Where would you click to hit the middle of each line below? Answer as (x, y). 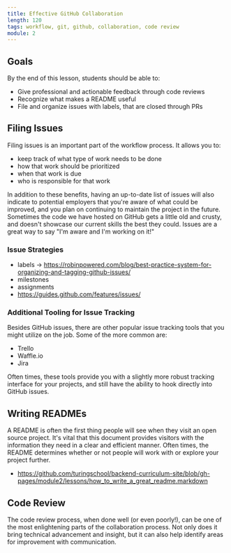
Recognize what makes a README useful (76, 99)
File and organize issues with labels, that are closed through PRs (110, 107)
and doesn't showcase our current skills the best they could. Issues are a (112, 224)
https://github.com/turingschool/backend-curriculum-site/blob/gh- (114, 474)
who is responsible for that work (64, 181)
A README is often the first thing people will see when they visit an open (112, 430)
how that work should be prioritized (68, 166)
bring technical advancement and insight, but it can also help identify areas (115, 535)
